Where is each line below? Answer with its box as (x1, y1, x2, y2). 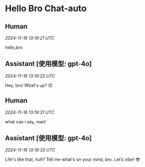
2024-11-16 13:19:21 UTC (5, 35, 54, 41)
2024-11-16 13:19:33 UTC (5, 147, 55, 153)
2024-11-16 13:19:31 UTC (5, 109, 54, 115)
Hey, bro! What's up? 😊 (5, 82, 53, 88)
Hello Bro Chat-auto (5, 3, 87, 14)
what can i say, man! (5, 118, 46, 124)
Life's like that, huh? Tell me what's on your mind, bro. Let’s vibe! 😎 (5, 156, 140, 163)
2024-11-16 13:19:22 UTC (5, 73, 55, 79)
